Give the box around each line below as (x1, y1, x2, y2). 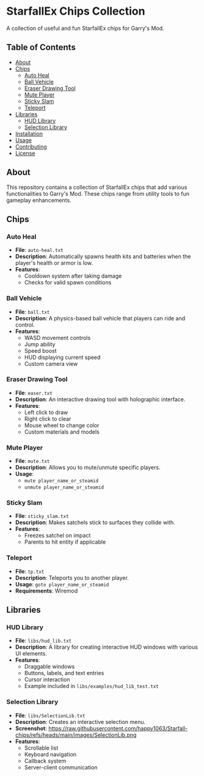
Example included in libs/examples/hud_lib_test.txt (24, 682, 159, 690)
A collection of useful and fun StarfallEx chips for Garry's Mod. (6, 24, 164, 32)
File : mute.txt (15, 457, 50, 465)
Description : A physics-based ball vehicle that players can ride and (15, 314, 186, 322)
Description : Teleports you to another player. (15, 574, 129, 582)
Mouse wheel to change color (24, 421, 100, 429)
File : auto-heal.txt (15, 246, 64, 254)
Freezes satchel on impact (24, 532, 91, 539)
